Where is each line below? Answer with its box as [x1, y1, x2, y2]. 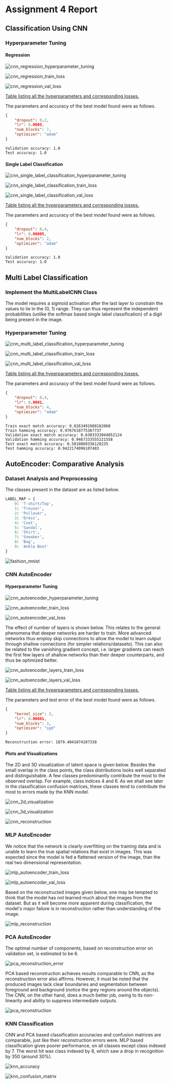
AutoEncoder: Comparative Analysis [5, 460, 124, 468]
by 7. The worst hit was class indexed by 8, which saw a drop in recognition [5, 1048, 164, 1054]
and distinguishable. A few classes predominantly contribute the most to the [5, 773, 165, 779]
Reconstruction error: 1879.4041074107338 [5, 740, 97, 745]
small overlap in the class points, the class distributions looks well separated [5, 767, 166, 773]
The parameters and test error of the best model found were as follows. [5, 696, 156, 703]
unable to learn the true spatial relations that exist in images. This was [5, 848, 152, 854]
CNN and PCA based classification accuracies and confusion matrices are [5, 1032, 161, 1038]
